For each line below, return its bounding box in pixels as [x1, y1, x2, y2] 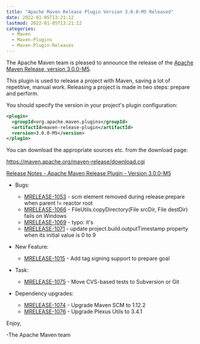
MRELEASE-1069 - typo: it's [23, 219, 93, 226]
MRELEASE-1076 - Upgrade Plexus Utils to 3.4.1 [23, 308, 143, 315]
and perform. [6, 90, 39, 97]
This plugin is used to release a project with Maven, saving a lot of [6, 77, 170, 84]
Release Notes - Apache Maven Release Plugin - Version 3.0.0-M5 [6, 170, 172, 177]
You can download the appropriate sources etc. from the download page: [6, 146, 189, 154]
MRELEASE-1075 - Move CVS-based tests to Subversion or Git [23, 278, 180, 286]
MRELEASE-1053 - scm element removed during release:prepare [23, 193, 185, 201]
